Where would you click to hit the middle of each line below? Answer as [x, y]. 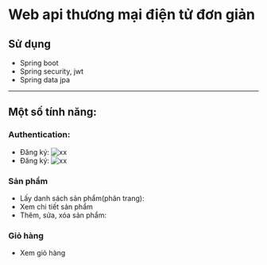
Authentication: [39, 135]
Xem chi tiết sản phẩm [56, 206]
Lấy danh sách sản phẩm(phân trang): [82, 198]
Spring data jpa [44, 80]
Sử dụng [30, 44]
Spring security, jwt [52, 71]
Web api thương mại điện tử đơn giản [132, 15]
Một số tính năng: [52, 112]
